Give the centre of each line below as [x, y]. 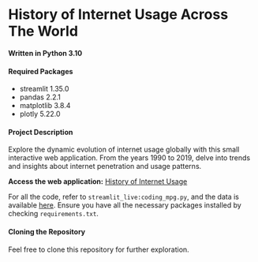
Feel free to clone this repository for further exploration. [99, 249]
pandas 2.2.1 [40, 97]
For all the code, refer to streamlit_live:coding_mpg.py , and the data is [123, 197]
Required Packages [41, 71]
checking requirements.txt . [53, 214]
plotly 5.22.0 [40, 114]
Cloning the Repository [47, 231]
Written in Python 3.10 [45, 53]
